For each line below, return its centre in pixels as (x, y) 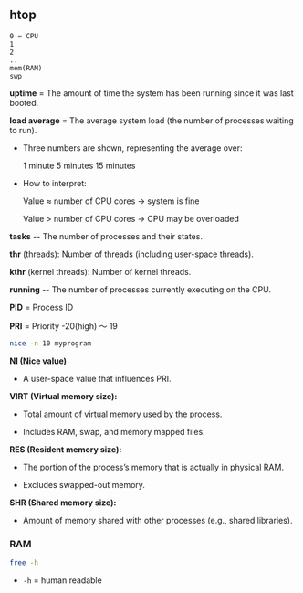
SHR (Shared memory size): (63, 503)
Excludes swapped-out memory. (84, 484)
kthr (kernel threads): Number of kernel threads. (100, 271)
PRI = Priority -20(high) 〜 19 (64, 326)
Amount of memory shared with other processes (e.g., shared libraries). (157, 520)
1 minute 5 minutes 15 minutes (79, 165)
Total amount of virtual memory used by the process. (122, 414)
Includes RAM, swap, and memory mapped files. (114, 431)
